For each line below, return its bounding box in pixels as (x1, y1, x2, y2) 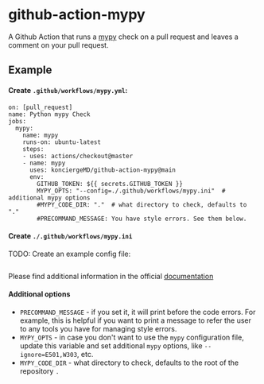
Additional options (8, 289, 71, 299)
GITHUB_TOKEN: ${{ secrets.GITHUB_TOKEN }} (37, 180, 183, 188)
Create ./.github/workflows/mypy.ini (8, 231, 133, 241)
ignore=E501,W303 (19, 351, 78, 359)
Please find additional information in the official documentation (8, 271, 214, 281)
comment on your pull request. (8, 40, 109, 49)
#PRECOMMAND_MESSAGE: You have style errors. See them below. (37, 215, 247, 223)
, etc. (76, 349, 94, 359)
